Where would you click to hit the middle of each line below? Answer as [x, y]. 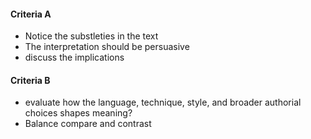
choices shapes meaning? [78, 113]
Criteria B [30, 80]
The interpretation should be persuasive [107, 47]
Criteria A [31, 14]
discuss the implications [74, 57]
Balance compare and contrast [88, 124]
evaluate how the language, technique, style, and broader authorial [163, 102]
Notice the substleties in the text [91, 36]
